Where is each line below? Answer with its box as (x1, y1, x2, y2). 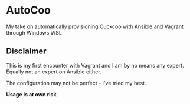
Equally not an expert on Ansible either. (6, 68, 101, 75)
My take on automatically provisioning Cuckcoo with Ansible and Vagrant (6, 23, 184, 30)
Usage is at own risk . (6, 90, 58, 98)
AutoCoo (6, 4, 51, 17)
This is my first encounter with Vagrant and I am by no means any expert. (6, 62, 184, 69)
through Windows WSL (6, 29, 63, 36)
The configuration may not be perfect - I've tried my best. (6, 79, 146, 86)
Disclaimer (6, 46, 47, 56)
